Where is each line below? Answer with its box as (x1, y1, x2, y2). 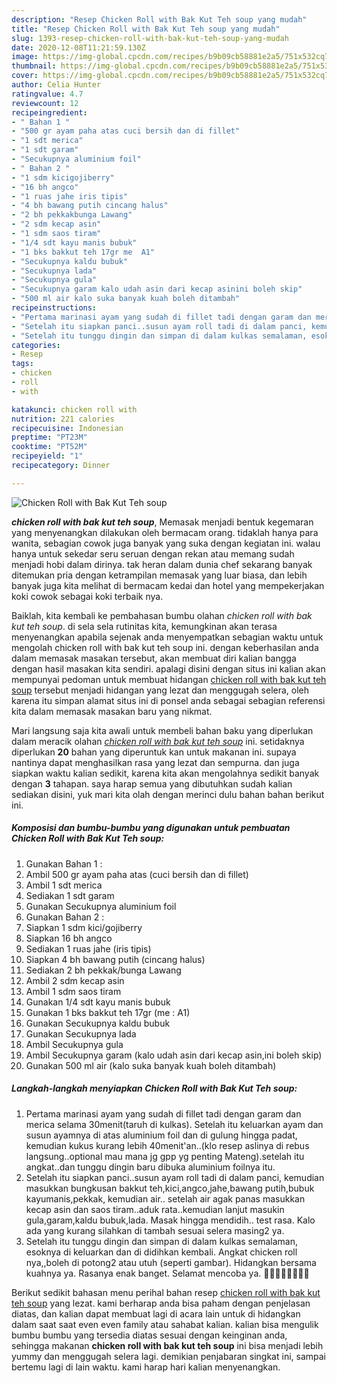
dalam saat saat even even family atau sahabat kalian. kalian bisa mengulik (11, 1318, 319, 1330)
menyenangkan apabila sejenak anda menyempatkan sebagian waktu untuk (11, 631, 324, 643)
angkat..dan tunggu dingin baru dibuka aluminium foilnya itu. (25, 1161, 276, 1173)
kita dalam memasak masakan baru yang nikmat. (11, 705, 213, 717)
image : (11, 52, 39, 62)
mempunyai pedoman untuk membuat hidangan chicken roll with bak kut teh (11, 673, 327, 685)
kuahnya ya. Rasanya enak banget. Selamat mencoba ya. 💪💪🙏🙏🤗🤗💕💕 (25, 1267, 310, 1279)
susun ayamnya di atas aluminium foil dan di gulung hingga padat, (25, 1129, 298, 1141)
